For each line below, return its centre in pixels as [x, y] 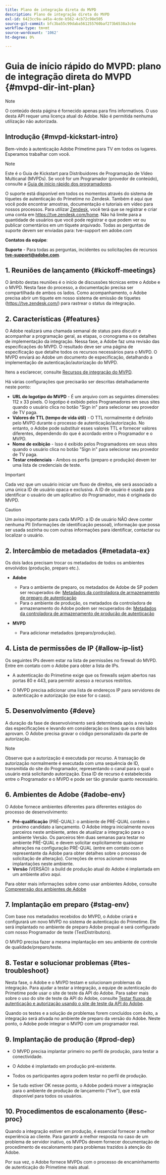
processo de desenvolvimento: [37, 812]
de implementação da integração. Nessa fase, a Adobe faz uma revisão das [82, 341]
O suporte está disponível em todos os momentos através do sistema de [79, 193]
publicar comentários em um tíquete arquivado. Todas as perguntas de [78, 225]
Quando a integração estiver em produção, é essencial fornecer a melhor [80, 1131]
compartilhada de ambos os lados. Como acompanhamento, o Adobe [76, 293]
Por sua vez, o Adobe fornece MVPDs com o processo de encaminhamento [82, 1162]
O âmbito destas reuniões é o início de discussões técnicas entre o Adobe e [83, 282]
